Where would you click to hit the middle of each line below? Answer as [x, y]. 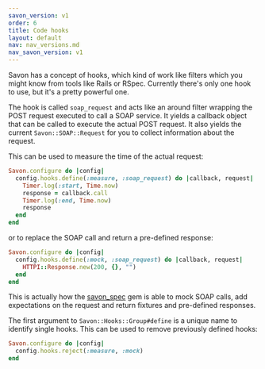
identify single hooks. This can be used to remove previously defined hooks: [133, 329]
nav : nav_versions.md [44, 45]
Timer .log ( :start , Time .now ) [71, 186]
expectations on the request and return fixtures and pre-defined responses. [132, 306]
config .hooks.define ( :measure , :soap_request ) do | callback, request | [134, 178]
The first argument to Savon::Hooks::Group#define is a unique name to [123, 321]
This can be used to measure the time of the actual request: [106, 156]
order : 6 [23, 23]
